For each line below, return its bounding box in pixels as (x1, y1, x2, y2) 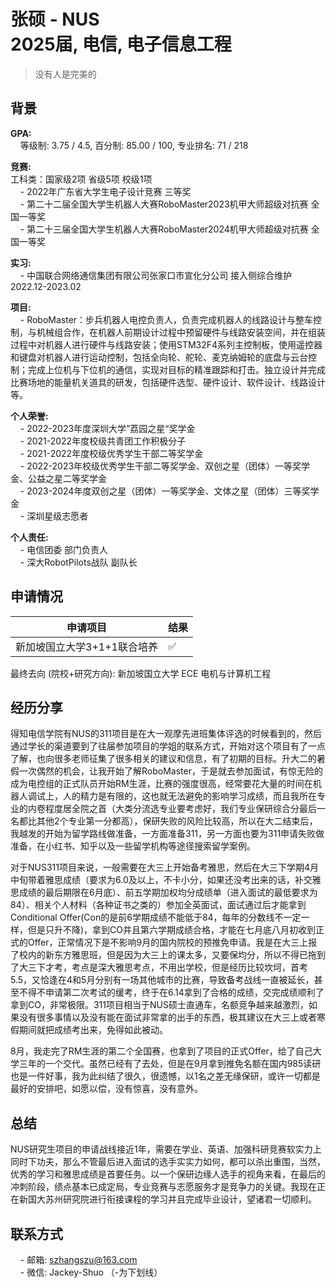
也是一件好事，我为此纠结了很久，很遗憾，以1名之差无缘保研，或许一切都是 (10, 1070, 321, 1082)
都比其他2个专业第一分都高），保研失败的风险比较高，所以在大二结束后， (18, 815, 318, 827)
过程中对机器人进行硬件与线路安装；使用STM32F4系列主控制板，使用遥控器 (10, 338, 323, 350)
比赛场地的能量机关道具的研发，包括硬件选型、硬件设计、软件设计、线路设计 (10, 376, 326, 388)
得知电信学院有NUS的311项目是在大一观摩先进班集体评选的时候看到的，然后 (10, 728, 322, 740)
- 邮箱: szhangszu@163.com (19, 1254, 138, 1265)
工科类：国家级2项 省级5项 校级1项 (10, 173, 153, 185)
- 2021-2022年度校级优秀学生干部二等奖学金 (19, 447, 204, 459)
